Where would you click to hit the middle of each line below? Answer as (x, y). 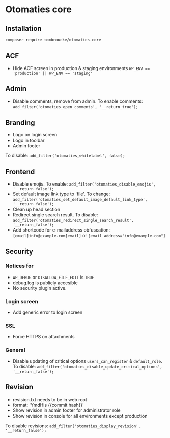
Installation (23, 28)
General (15, 350)
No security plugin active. (40, 288)
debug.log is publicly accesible (45, 283)
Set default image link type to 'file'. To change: (61, 194)
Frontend (20, 171)
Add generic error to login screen (48, 312)
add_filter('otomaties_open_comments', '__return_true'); (75, 107)
